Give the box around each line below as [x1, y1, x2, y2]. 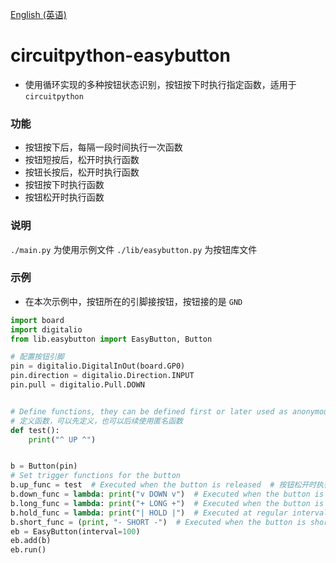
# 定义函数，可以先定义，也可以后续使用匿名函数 [10, 416, 183, 426]
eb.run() [10, 545, 47, 555]
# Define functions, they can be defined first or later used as [10, 406, 288, 417]
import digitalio [10, 324, 83, 335]
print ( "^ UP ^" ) [28, 434, 97, 445]
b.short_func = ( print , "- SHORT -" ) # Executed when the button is [10, 517, 307, 527]
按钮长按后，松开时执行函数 [24, 166, 140, 178]
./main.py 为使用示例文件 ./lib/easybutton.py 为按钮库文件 [10, 243, 258, 255]
